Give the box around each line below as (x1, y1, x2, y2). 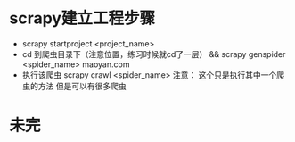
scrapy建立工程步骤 (9, 8, 156, 29)
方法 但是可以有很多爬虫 (37, 80, 127, 91)
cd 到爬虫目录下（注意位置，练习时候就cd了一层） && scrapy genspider (21, 48, 286, 59)
